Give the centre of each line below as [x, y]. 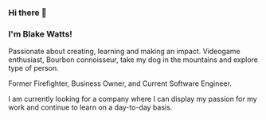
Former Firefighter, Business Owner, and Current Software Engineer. [120, 83]
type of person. [34, 68]
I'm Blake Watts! [41, 33]
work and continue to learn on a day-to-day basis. [90, 107]
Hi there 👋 [28, 13]
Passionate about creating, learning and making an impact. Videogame [124, 52]
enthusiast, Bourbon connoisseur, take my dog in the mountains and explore [133, 60]
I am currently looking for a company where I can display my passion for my [133, 99]
